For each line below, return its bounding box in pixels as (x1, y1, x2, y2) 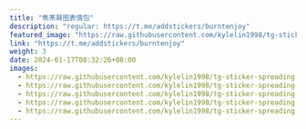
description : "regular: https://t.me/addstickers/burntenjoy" (9, 22, 250, 31)
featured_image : (9, 30, 71, 39)
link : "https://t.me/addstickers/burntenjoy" (9, 38, 185, 48)
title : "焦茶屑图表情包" (9, 13, 94, 23)
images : (9, 64, 39, 74)
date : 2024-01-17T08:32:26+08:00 (9, 55, 137, 64)
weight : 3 (9, 47, 47, 56)
